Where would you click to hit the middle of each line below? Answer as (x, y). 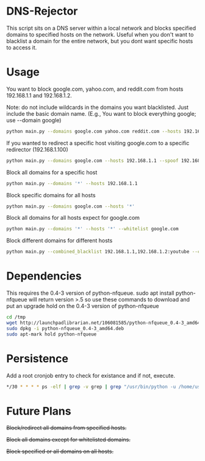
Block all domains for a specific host (52, 172)
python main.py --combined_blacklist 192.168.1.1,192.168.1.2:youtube (98, 252)
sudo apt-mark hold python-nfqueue (52, 334)
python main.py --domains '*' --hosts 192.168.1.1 (72, 183)
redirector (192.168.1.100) (37, 149)
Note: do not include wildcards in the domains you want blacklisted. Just (98, 107)
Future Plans (39, 411)
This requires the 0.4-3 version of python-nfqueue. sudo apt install (90, 293)
